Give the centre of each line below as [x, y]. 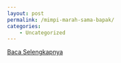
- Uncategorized [43, 33]
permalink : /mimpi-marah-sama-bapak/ [61, 20]
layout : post [26, 13]
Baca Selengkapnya [35, 52]
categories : [24, 26]
